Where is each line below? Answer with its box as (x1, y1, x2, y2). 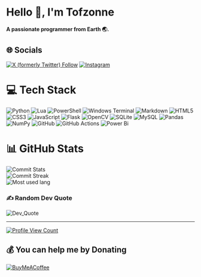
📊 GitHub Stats (6, 142, 84, 155)
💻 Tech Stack (6, 83, 77, 96)
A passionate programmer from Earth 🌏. (6, 25, 109, 32)
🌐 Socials (6, 45, 43, 56)
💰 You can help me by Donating (6, 245, 127, 255)
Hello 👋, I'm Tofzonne (6, 5, 115, 19)
